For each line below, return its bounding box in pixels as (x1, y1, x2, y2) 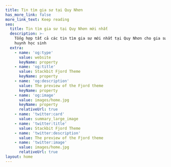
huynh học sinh (14, 41, 47, 46)
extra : (10, 45, 24, 50)
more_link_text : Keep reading (5, 17, 70, 22)
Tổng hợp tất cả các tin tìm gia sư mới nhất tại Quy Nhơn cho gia (14, 36, 160, 41)
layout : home (5, 154, 33, 159)
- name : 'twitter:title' (14, 121, 67, 126)
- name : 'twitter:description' (14, 130, 81, 135)
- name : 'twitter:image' (14, 140, 67, 145)
